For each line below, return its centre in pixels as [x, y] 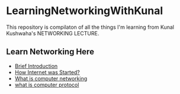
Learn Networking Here [50, 52]
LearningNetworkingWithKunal [85, 11]
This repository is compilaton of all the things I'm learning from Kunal [90, 27]
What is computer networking [51, 78]
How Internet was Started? [47, 72]
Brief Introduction [36, 66]
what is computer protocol [47, 85]
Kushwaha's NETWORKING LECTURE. [53, 33]
